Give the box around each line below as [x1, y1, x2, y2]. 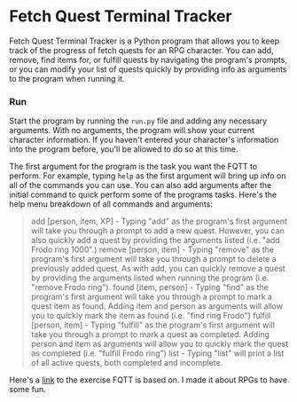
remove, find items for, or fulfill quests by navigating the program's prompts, [9, 54, 288, 65]
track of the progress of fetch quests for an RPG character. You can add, [9, 44, 274, 55]
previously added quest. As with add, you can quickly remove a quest [30, 264, 285, 274]
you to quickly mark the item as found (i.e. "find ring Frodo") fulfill [30, 311, 271, 321]
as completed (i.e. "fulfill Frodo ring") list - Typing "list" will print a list [30, 348, 285, 359]
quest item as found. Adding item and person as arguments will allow [30, 301, 284, 311]
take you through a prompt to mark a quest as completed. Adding [30, 329, 270, 340]
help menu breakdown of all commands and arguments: [9, 199, 213, 209]
